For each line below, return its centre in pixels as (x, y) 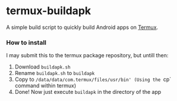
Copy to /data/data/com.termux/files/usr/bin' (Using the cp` (93, 79)
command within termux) (45, 86)
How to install (26, 43)
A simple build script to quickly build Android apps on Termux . (82, 27)
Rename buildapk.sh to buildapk (55, 73)
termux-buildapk (49, 11)
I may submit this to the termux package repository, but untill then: (87, 56)
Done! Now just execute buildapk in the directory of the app (88, 92)
